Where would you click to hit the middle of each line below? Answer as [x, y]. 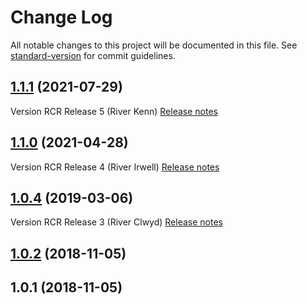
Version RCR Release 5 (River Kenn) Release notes [114, 111]
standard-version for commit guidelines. [93, 55]
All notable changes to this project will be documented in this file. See [154, 45]
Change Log [61, 17]
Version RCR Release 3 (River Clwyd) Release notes [116, 222]
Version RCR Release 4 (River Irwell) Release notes [115, 167]
